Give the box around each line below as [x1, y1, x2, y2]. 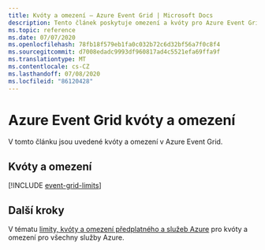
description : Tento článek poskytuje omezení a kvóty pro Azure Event [8, 19, 245, 27]
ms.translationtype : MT [8, 56, 87, 64]
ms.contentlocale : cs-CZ [8, 63, 90, 71]
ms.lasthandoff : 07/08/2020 [8, 70, 101, 78]
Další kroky [8, 204, 65, 217]
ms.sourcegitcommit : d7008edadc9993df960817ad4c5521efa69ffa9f [8, 48, 221, 56]
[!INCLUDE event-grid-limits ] [8, 181, 102, 190]
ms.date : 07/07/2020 [8, 33, 77, 42]
